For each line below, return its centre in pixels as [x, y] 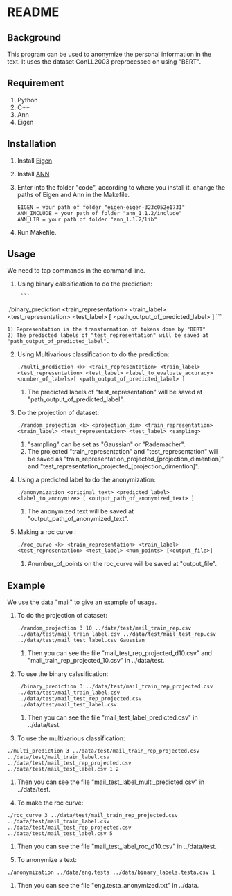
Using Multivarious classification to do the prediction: [93, 354]
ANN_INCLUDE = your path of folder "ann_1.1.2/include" [99, 213]
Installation [32, 144]
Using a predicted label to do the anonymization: [86, 480]
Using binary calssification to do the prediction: [84, 284]
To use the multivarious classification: [71, 738]
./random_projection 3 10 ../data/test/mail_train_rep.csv [104, 628]
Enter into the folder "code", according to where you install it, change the [121, 187]
